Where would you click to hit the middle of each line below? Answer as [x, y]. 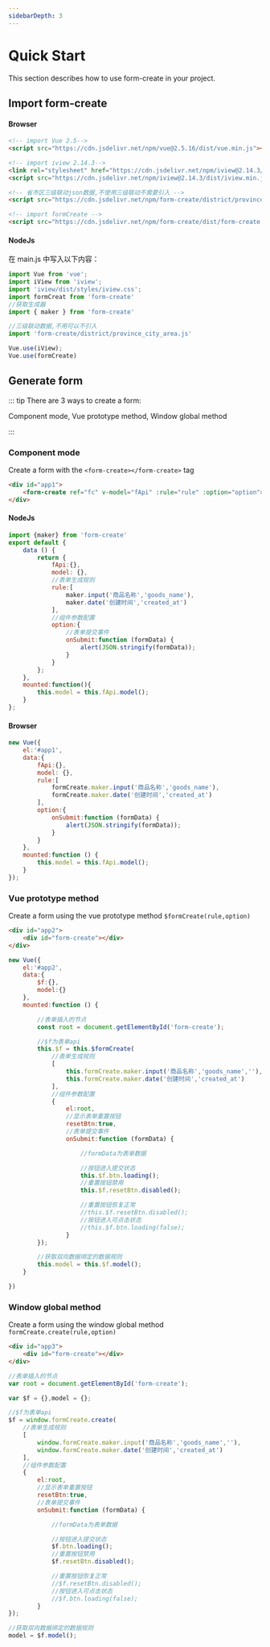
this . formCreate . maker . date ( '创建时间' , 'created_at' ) [155, 1079]
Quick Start [47, 55]
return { [52, 558]
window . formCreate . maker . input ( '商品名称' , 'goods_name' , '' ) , [139, 1442]
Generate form [45, 381]
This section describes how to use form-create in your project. [112, 78]
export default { [37, 542]
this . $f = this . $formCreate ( [86, 1049]
